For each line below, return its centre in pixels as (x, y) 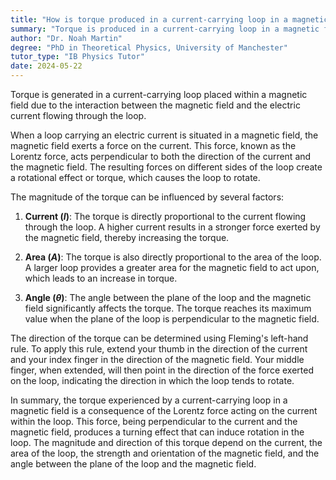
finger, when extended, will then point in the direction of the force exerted (162, 370)
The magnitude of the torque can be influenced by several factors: (147, 197)
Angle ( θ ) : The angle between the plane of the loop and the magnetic (168, 297)
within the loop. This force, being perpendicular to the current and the (154, 421)
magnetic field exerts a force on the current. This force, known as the (153, 145)
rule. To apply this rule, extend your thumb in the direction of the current (159, 349)
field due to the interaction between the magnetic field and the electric (155, 105)
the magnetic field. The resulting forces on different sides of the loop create (166, 167)
